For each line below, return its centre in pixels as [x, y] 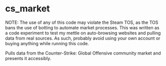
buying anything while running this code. [47, 43]
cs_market [27, 9]
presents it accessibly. [28, 58]
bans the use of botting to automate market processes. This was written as [82, 27]
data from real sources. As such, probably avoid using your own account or [83, 38]
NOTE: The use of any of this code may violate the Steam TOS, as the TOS [82, 22]
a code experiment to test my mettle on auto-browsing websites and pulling [83, 33]
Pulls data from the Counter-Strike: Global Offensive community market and [83, 53]
